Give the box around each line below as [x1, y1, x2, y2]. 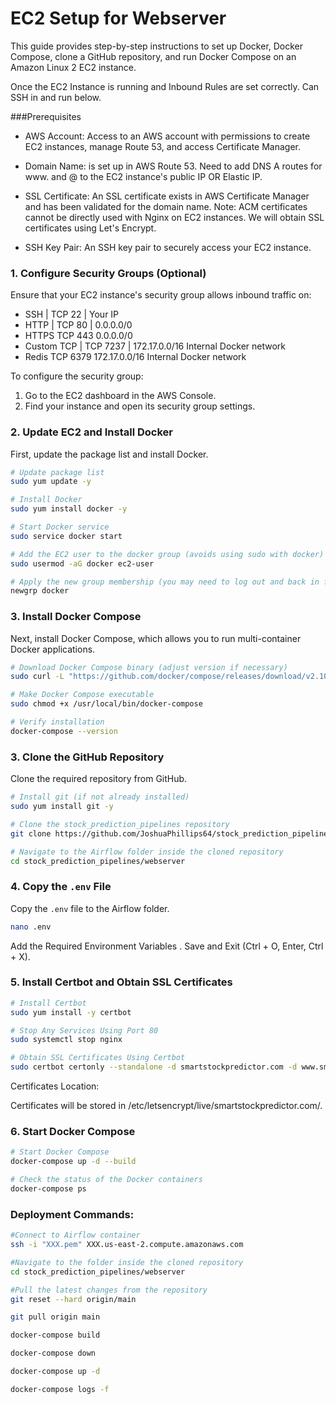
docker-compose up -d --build [10, 1157, 137, 1167]
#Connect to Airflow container [10, 1230, 141, 1241]
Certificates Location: [10, 1080, 100, 1092]
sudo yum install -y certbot [10, 1007, 132, 1017]
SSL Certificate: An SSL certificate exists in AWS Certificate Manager [24, 190, 310, 202]
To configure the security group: [10, 370, 144, 382]
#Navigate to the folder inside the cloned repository [10, 1257, 244, 1267]
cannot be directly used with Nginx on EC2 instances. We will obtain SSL [24, 211, 325, 223]
